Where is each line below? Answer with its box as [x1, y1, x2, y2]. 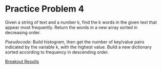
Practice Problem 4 [5, 3, 84, 14]
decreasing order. [5, 29, 41, 35]
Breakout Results [5, 58, 39, 64]
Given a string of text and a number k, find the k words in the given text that [5, 19, 157, 25]
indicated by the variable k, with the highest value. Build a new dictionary [5, 44, 152, 50]
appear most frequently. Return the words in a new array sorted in [5, 24, 138, 30]
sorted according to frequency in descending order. [5, 49, 109, 55]
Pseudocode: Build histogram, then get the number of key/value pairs [5, 39, 145, 44]
